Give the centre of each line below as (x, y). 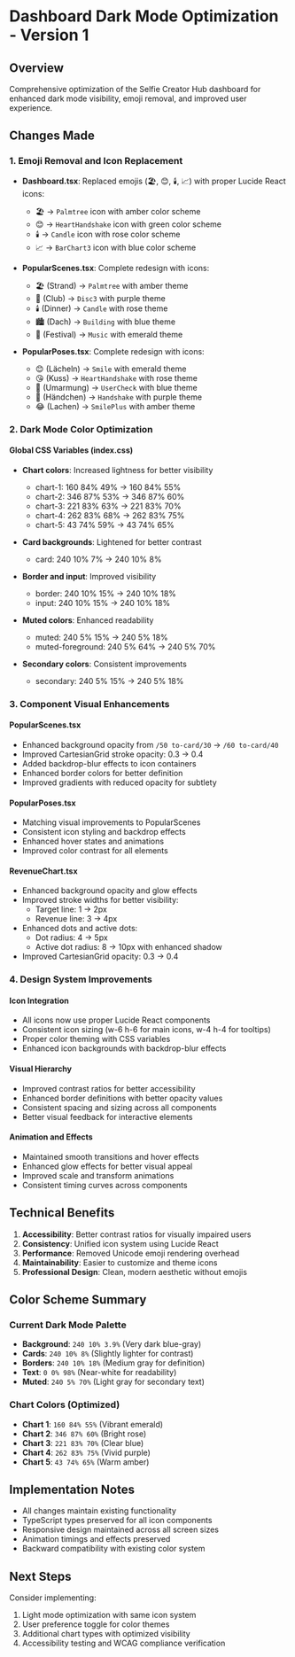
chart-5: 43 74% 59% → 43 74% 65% (105, 525)
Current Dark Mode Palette (68, 1325)
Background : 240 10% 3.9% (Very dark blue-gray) (112, 1344)
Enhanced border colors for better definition (102, 773)
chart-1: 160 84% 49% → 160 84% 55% (108, 487)
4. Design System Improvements (81, 979)
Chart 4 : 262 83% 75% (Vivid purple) (86, 1452)
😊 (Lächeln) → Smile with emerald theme (111, 369)
